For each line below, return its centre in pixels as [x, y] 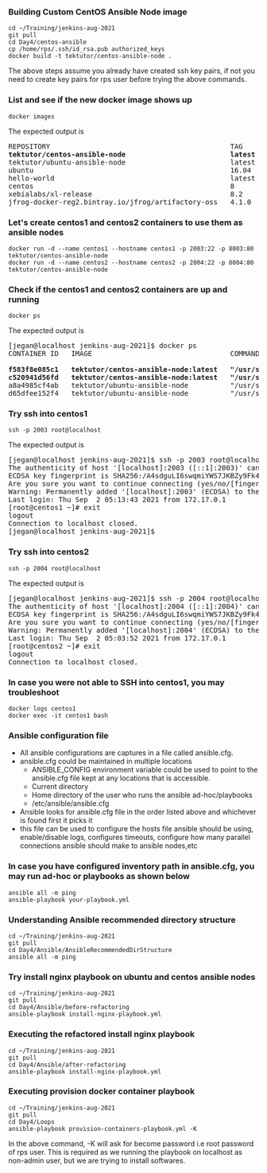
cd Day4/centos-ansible [48, 42]
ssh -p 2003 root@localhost [55, 430]
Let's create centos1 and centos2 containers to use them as [126, 223]
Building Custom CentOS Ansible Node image [98, 12]
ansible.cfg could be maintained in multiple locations [106, 761]
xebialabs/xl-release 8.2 [126, 194]
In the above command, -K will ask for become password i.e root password [131, 1144]
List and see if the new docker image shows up [101, 100]
